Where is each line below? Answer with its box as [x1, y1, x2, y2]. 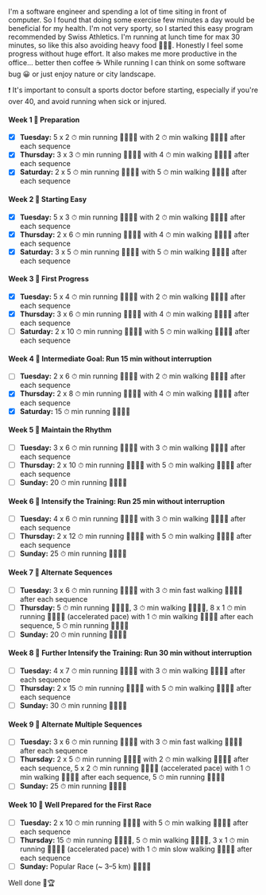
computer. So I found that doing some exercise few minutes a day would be [8, 15, 256, 25]
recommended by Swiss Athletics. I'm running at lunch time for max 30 [8, 32, 241, 41]
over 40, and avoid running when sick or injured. [8, 97, 167, 106]
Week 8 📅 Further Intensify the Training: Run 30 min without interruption [8, 648, 253, 658]
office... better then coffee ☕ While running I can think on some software [8, 58, 246, 67]
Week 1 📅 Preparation [8, 114, 80, 124]
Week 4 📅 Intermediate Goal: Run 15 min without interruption [8, 354, 212, 363]
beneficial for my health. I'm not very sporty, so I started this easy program [8, 24, 253, 33]
